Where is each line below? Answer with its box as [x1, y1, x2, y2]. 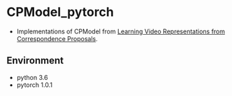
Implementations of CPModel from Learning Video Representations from [16, 27, 225, 35]
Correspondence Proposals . [16, 34, 99, 42]
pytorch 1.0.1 [16, 81, 53, 89]
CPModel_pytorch [6, 4, 115, 20]
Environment [6, 55, 64, 67]
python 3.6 [16, 73, 48, 81]
